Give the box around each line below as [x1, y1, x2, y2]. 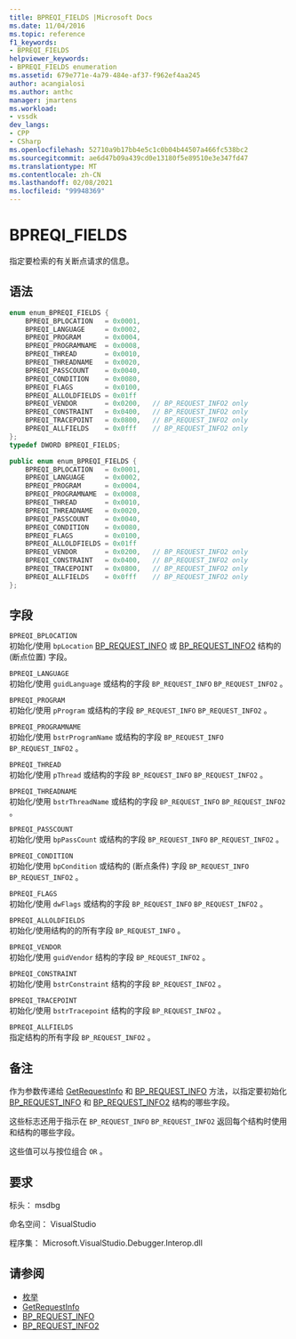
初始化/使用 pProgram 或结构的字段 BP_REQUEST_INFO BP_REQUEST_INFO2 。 [9, 705, 272, 716]
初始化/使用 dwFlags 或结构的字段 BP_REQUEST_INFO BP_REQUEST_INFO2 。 [9, 899, 268, 909]
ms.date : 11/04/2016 [9, 21, 86, 30]
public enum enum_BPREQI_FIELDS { [9, 456, 138, 465]
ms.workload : [9, 104, 58, 113]
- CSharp [9, 137, 42, 146]
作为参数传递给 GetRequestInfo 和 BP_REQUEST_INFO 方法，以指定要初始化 [9, 1086, 287, 1097]
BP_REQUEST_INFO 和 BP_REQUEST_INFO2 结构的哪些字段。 [9, 1097, 235, 1108]
